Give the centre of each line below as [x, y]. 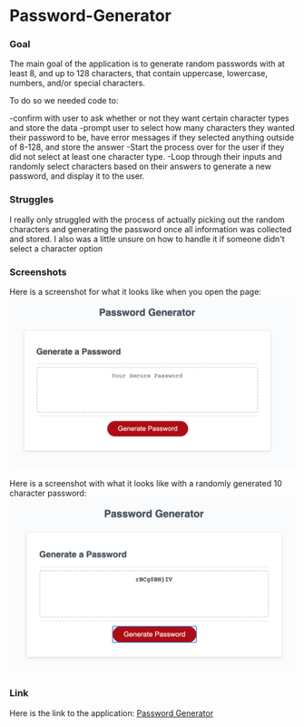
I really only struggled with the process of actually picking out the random [147, 220]
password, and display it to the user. [77, 176]
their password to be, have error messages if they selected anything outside [152, 138]
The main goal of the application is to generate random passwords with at [147, 64]
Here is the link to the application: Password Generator [112, 712]
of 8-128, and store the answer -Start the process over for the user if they [147, 147]
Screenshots [38, 271]
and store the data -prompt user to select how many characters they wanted [152, 128]
